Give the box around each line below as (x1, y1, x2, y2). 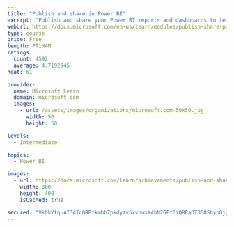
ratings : (7, 49, 33, 56)
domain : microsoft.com (13, 94, 79, 101)
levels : (7, 132, 30, 139)
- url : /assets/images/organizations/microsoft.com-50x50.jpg (19, 107, 204, 114)
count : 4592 (13, 56, 49, 63)
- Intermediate (13, 139, 58, 146)
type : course (7, 29, 45, 37)
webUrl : (7, 23, 30, 30)
